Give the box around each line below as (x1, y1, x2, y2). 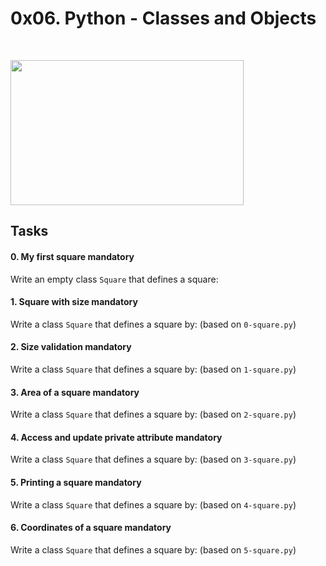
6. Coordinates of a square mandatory (10, 522, 172, 534)
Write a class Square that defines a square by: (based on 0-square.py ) (10, 318, 297, 330)
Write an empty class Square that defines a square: (10, 273, 219, 285)
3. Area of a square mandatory (10, 386, 140, 398)
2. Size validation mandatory (10, 341, 132, 353)
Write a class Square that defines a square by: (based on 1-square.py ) (10, 363, 297, 375)
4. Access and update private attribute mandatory (10, 431, 223, 443)
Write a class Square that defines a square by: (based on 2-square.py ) (10, 408, 297, 421)
